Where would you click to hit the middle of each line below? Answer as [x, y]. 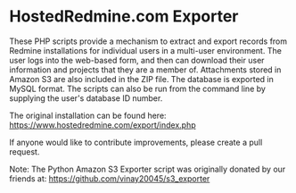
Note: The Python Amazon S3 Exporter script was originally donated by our [148, 169]
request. [25, 151]
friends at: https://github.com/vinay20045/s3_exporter [110, 178]
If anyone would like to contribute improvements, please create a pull [136, 142]
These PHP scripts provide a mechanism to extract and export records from [148, 41]
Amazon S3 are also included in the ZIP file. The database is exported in [141, 79]
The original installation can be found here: [88, 115]
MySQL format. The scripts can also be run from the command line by [137, 88]
